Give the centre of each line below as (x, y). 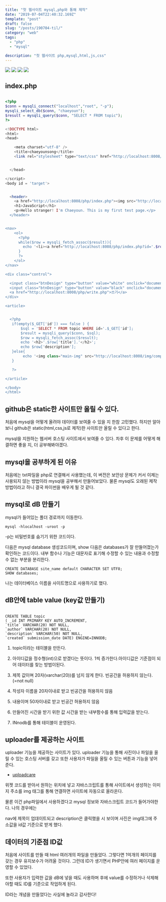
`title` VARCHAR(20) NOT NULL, (37, 625)
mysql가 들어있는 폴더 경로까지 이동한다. (44, 517)
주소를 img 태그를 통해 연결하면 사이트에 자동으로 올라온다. (67, 791)
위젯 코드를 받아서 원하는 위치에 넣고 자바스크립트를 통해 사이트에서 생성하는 (78, 785)
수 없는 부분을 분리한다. (28, 559)
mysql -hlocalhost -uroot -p (35, 526)
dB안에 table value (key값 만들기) (55, 600)
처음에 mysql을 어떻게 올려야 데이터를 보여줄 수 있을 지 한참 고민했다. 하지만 (78, 422)
